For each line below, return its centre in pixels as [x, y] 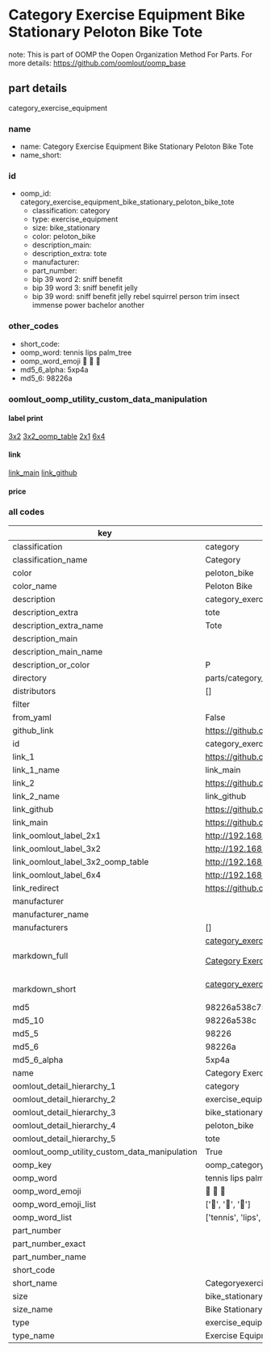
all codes [27, 512]
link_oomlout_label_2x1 [57, 836]
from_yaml [32, 717]
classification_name [50, 559]
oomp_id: [35, 194]
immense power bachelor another [88, 305]
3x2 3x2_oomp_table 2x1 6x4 [57, 436]
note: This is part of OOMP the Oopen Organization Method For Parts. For [130, 54]
